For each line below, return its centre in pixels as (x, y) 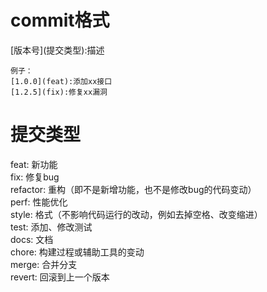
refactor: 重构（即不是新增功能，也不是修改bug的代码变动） (133, 189)
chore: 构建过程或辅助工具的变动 (77, 252)
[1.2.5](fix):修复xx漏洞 (59, 92)
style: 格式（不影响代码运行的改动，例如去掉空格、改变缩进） (136, 214)
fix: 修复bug (35, 177)
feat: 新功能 (34, 164)
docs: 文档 (32, 239)
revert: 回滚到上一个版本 (60, 277)
